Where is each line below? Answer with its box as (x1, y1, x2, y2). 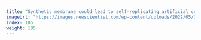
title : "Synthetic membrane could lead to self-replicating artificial (6, 8, 188, 15)
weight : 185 (6, 25, 36, 31)
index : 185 (6, 19, 33, 25)
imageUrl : (6, 14, 31, 20)
